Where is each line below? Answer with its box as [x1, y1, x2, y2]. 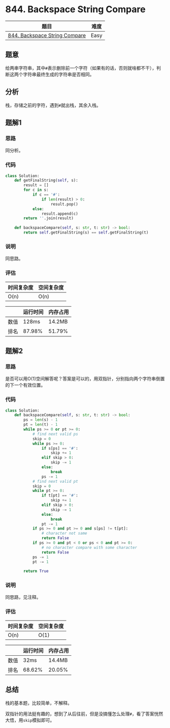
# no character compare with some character [41, 545, 138, 550]
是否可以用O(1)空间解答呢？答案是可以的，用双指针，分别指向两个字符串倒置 [5, 375, 165, 382]
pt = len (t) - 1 [23, 422, 58, 427]
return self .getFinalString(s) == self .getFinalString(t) [23, 230, 149, 235]
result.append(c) [41, 211, 79, 216]
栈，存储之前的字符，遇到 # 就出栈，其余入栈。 [5, 102, 101, 108]
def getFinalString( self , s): [14, 178, 79, 183]
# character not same [41, 531, 87, 536]
